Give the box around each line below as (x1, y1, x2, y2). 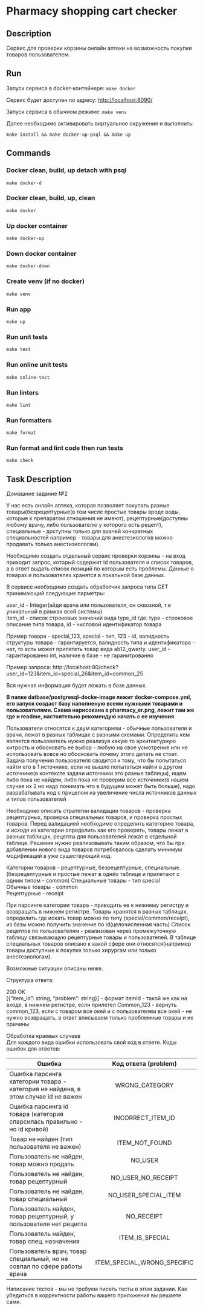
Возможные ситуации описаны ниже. (6, 965, 103, 972)
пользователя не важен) (9, 1143, 82, 1151)
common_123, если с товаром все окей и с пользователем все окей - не (6, 1008, 192, 1015)
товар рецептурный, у (9, 1212, 74, 1221)
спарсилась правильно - (9, 1117, 83, 1126)
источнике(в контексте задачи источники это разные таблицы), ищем (6, 770, 187, 777)
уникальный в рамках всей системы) (6, 608, 103, 615)
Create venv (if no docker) (6, 277, 85, 286)
